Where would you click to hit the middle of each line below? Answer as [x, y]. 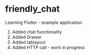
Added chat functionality [37, 32]
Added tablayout [29, 42]
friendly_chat [33, 9]
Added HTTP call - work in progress [48, 47]
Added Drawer [27, 37]
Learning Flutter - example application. [44, 22]
